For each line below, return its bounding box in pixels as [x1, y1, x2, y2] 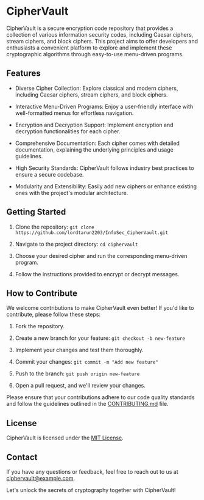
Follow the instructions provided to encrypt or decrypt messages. [15, 270, 180, 278]
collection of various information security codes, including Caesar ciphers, [6, 31, 194, 38]
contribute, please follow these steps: [6, 311, 101, 318]
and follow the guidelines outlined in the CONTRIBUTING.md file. [6, 400, 169, 408]
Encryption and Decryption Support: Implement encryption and [15, 121, 174, 128]
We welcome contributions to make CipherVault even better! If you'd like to [6, 304, 194, 312]
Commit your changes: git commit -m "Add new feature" [15, 358, 158, 366]
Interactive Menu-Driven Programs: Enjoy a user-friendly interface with [15, 103, 194, 110]
